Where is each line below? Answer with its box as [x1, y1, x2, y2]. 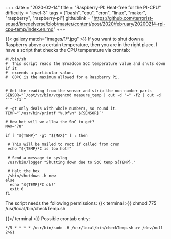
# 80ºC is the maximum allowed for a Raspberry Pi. [5, 75, 120, 80]
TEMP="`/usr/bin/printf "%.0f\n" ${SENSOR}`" [5, 111, 104, 116]
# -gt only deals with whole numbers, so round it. [5, 106, 117, 111]
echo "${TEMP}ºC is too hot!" [7, 146, 72, 151]
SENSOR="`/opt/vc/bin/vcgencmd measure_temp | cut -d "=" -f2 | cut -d [5, 93, 161, 98]
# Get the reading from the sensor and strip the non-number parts [5, 88, 152, 93]
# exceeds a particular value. [5, 70, 74, 75]
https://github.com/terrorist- [93, 15, 153, 21]
